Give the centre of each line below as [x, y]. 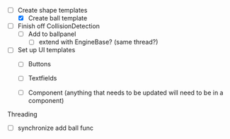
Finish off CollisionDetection [59, 26]
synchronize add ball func [56, 128]
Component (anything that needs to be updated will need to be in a [126, 92]
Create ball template [58, 18]
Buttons [40, 64]
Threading [22, 114]
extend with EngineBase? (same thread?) [98, 42]
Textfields [42, 78]
